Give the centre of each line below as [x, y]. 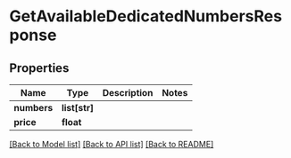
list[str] [77, 108]
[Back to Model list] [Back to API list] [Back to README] [112, 144]
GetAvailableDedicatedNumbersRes [146, 16]
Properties [39, 68]
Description [128, 93]
